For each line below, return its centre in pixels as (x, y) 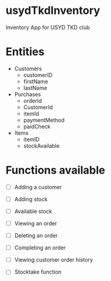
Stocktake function (38, 272)
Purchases (28, 94)
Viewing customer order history (54, 260)
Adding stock (31, 199)
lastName (35, 88)
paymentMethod (44, 120)
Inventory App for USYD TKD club (48, 27)
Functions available (55, 170)
